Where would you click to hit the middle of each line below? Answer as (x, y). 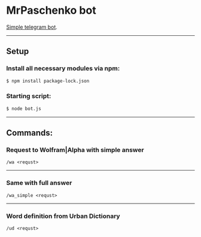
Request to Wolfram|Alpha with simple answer (75, 150)
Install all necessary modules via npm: (63, 68)
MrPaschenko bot (51, 10)
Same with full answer (39, 183)
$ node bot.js (24, 108)
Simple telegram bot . (32, 27)
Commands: (30, 133)
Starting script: (29, 96)
